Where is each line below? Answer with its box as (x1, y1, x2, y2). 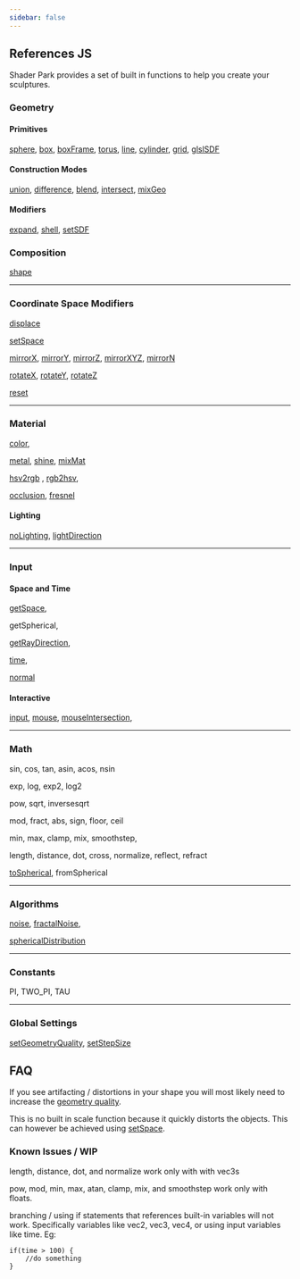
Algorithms (9, 898, 60, 910)
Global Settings (9, 1017, 78, 1030)
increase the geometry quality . (9, 1096, 122, 1108)
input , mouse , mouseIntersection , (9, 712, 133, 723)
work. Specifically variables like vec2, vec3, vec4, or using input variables (9, 1219, 281, 1230)
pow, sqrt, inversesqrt (9, 798, 90, 808)
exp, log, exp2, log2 (9, 781, 82, 791)
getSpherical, (9, 620, 59, 631)
